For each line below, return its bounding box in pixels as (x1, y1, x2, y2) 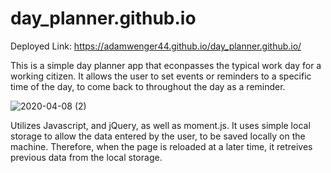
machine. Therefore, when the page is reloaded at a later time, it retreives (10, 140, 313, 152)
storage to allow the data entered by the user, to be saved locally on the (10, 130, 306, 142)
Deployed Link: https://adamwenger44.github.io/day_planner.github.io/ (10, 40, 302, 52)
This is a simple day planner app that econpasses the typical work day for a (10, 59, 322, 71)
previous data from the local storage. (10, 151, 163, 163)
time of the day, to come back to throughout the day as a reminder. (10, 80, 286, 92)
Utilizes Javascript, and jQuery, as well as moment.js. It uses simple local (10, 119, 311, 131)
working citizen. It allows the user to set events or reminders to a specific (10, 70, 312, 82)
